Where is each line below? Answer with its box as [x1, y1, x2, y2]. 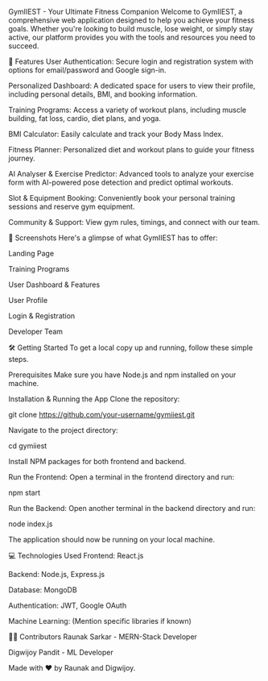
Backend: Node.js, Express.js [8, 570, 105, 579]
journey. [8, 153, 35, 163]
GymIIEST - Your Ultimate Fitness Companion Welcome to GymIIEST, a [8, 7, 243, 16]
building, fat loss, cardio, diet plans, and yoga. [8, 114, 161, 123]
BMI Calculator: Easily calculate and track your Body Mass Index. [8, 129, 224, 139]
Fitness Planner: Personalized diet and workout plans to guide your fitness [8, 145, 255, 154]
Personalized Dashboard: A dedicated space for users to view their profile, [8, 81, 256, 90]
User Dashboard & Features [8, 280, 101, 289]
